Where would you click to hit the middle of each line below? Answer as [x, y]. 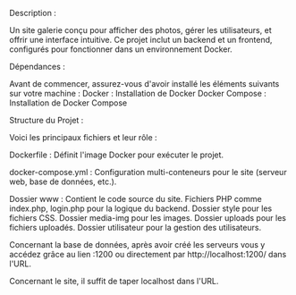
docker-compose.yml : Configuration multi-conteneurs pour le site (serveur [148, 172]
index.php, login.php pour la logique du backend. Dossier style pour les [141, 208]
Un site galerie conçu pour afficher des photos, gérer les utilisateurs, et [140, 30]
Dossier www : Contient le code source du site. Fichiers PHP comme [135, 199]
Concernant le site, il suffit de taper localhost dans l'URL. [114, 281]
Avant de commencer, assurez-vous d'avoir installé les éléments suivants [144, 84]
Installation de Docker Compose [68, 103]
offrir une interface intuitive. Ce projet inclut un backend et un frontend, [141, 40]
